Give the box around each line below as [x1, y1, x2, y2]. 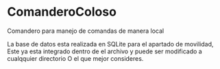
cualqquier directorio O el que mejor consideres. [7, 54, 144, 62]
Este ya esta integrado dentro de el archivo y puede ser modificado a [7, 47, 202, 55]
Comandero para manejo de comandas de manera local [7, 27, 164, 35]
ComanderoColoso [7, 4, 117, 20]
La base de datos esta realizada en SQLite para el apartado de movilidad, [7, 40, 214, 48]
